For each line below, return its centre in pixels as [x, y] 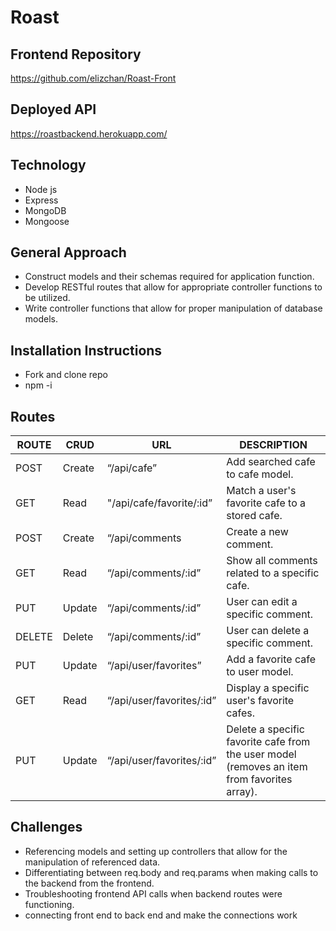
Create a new [257, 532]
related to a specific [273, 573]
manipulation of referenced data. [92, 862]
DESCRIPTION [273, 445]
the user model [261, 754]
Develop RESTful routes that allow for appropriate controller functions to [173, 287]
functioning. [49, 904]
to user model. [260, 672]
